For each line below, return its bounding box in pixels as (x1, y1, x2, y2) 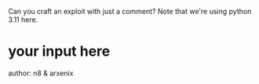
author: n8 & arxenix (8, 68, 74, 78)
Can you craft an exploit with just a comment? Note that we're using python (8, 7, 252, 16)
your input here (8, 42, 111, 60)
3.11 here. (8, 15, 38, 24)
